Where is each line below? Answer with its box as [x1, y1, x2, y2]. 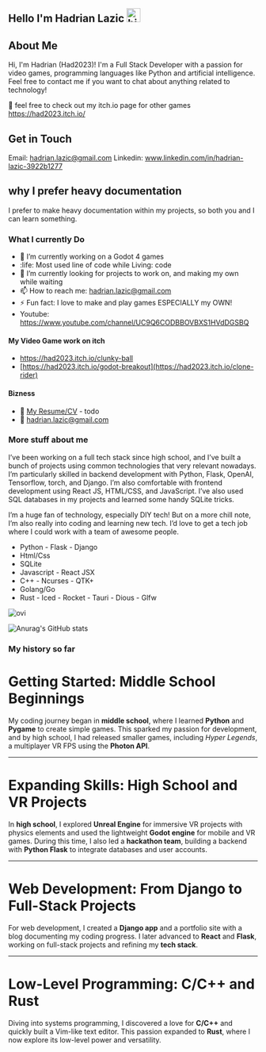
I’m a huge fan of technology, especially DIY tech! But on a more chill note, [8, 509, 252, 520]
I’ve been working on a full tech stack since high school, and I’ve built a [8, 452, 241, 462]
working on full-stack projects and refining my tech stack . [8, 939, 198, 949]
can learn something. [8, 213, 78, 223]
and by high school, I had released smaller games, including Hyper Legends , [8, 732, 258, 742]
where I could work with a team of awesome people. [8, 527, 180, 536]
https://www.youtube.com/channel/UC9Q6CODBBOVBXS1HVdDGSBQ [19, 318, 249, 328]
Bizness [8, 388, 36, 397]
